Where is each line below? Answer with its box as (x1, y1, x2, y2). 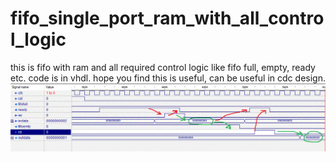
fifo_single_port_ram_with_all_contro (10, 7, 325, 30)
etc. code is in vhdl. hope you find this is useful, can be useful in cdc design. (10, 72, 326, 84)
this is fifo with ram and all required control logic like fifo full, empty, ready (10, 61, 316, 73)
